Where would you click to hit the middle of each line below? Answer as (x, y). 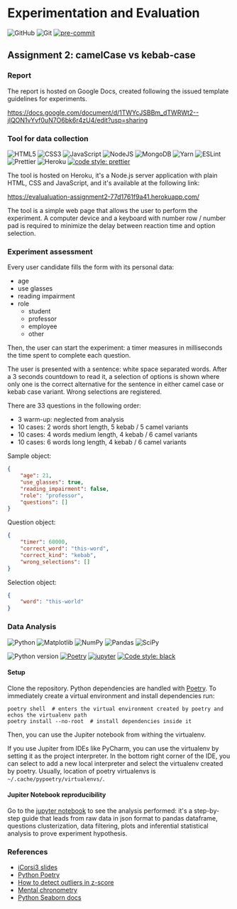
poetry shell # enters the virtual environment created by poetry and (115, 709)
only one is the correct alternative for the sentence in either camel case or (116, 384)
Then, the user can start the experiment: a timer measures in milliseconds (115, 348)
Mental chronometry (48, 890)
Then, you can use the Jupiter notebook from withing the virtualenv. (107, 734)
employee (43, 326)
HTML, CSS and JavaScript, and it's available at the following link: (104, 182)
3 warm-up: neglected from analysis (71, 420)
